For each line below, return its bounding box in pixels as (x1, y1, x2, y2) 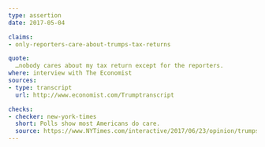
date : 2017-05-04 (8, 19, 65, 27)
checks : (8, 105, 34, 113)
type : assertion (8, 11, 62, 20)
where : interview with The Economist (8, 69, 132, 77)
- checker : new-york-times (8, 112, 97, 120)
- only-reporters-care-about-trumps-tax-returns (8, 40, 171, 48)
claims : (8, 33, 34, 41)
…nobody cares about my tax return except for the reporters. (15, 62, 224, 70)
